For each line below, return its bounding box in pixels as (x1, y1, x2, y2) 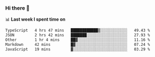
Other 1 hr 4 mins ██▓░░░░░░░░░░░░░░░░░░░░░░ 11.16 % (5, 37, 150, 42)
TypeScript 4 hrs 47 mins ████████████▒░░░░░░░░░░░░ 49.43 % (5, 28, 150, 33)
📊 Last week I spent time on (5, 16, 66, 22)
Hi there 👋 (5, 5, 30, 12)
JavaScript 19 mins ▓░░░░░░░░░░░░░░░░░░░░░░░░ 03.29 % (5, 46, 150, 52)
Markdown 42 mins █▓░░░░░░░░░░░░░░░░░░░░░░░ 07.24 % (5, 42, 150, 47)
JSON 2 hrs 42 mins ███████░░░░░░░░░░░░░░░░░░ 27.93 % (5, 33, 150, 38)
